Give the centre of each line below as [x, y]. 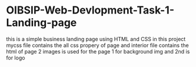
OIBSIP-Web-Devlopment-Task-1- [90, 10]
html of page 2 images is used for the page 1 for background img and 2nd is [98, 51]
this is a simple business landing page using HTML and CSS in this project [96, 39]
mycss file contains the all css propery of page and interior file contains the [98, 45]
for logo [16, 58]
